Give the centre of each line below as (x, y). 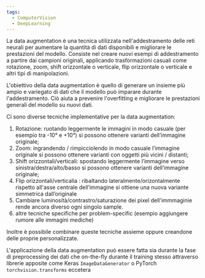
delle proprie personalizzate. (42, 238)
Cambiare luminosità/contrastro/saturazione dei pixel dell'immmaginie (103, 201)
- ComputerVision (34, 18)
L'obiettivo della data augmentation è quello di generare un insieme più (96, 85)
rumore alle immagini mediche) (54, 220)
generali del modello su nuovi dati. (50, 105)
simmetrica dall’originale (46, 194)
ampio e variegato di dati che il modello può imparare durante (84, 92)
